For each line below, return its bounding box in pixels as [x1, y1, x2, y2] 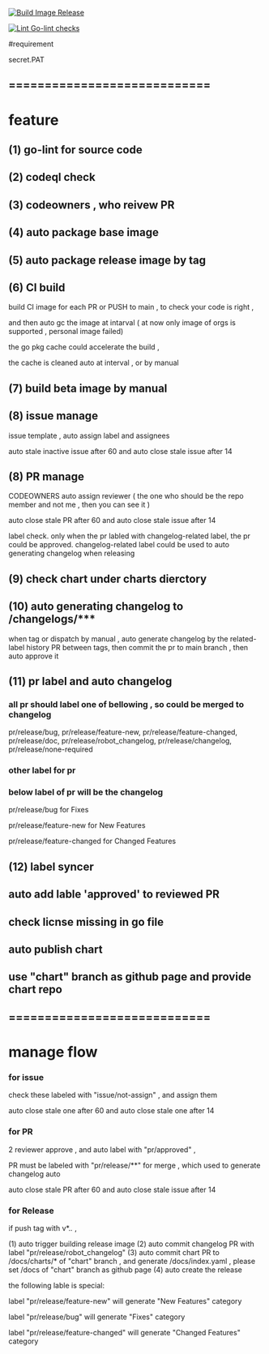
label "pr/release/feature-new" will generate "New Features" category [8, 1296, 242, 1305]
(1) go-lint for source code [8, 143, 143, 156]
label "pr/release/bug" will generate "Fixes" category [8, 1312, 186, 1322]
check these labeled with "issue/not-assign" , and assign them [8, 1090, 217, 1100]
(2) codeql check [8, 170, 96, 184]
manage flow [8, 1043, 98, 1061]
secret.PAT [8, 55, 45, 64]
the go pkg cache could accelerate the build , [8, 342, 160, 352]
